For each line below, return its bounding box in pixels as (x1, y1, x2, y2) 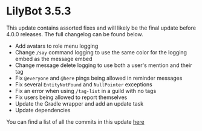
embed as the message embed (15, 55, 93, 62)
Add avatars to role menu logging (15, 42, 99, 50)
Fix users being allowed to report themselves (15, 94, 128, 101)
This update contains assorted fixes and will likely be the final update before (6, 24, 197, 31)
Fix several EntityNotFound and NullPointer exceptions (15, 80, 152, 88)
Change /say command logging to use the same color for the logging (15, 48, 187, 56)
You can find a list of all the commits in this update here (6, 118, 145, 125)
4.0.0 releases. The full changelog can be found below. (6, 30, 143, 37)
